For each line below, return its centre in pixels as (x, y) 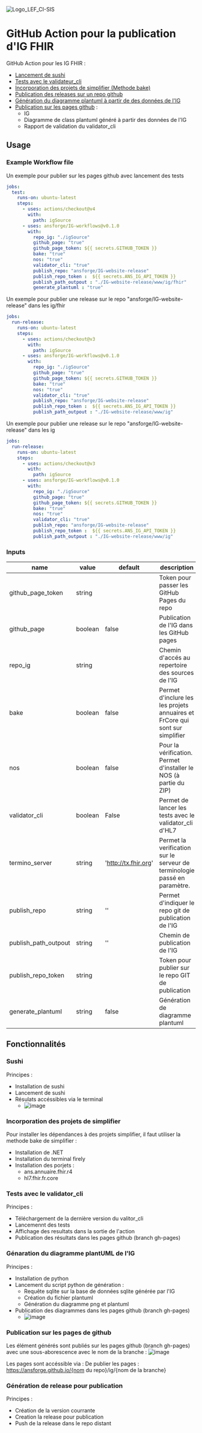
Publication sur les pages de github (59, 1332)
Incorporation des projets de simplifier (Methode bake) (83, 88)
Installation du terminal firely (50, 1159)
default (129, 567)
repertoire (173, 665)
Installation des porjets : (44, 1166)
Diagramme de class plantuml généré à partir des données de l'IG (105, 120)
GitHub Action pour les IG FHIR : (46, 63)
